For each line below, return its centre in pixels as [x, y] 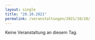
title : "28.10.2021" [26, 14]
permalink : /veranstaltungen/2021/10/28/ [48, 19]
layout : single [20, 10]
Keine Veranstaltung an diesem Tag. [41, 33]
